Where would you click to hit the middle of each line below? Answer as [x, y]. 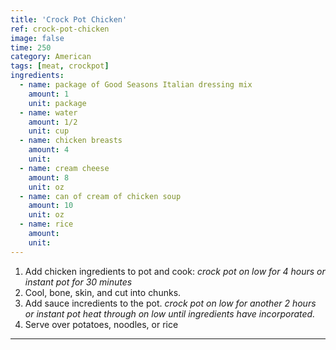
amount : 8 [49, 177]
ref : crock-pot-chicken [60, 29]
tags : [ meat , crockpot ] [60, 66]
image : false [37, 38]
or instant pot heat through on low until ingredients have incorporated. [170, 313]
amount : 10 [51, 206]
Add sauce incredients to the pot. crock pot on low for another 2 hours [170, 303]
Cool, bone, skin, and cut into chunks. [103, 292]
